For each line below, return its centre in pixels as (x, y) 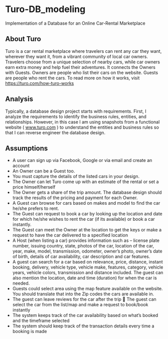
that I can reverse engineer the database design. (55, 132)
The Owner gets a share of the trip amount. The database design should (87, 193)
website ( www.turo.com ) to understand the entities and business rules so (82, 127)
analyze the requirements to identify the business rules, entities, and (76, 116)
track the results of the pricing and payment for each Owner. (75, 198)
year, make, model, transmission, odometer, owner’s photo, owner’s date (87, 251)
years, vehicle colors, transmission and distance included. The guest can (88, 273)
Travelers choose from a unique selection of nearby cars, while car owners (83, 62)
